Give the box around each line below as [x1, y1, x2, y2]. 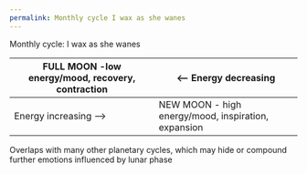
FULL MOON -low [42, 60, 122, 73]
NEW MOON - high [158, 97, 242, 110]
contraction [56, 83, 108, 96]
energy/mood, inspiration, [158, 109, 270, 122]
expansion [158, 120, 204, 133]
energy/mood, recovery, [28, 71, 136, 84]
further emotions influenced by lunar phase [9, 154, 173, 165]
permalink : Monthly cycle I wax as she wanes [9, 13, 185, 23]
